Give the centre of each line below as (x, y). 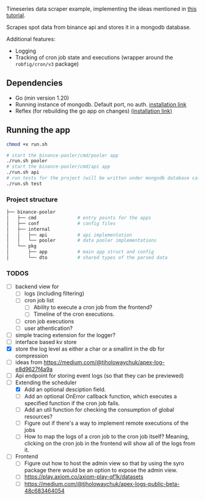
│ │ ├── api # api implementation (69, 235)
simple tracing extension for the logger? (65, 335)
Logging (26, 51)
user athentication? (49, 328)
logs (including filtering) (54, 294)
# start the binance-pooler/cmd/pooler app (63, 155)
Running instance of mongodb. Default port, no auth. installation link (101, 104)
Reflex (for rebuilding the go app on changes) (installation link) (94, 111)
